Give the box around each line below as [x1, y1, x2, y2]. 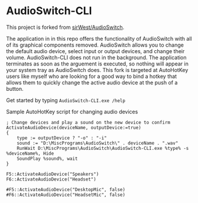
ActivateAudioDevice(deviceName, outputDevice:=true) [6, 125, 142, 130]
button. [6, 85, 24, 92]
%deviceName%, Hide [6, 150, 54, 156]
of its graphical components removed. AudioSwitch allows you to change [6, 41, 184, 48]
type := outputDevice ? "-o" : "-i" [17, 135, 108, 141]
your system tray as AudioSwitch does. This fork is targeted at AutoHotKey [6, 66, 189, 73]
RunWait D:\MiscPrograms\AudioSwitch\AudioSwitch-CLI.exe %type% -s [17, 145, 189, 151]
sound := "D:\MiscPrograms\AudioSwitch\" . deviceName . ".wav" [17, 140, 178, 146]
